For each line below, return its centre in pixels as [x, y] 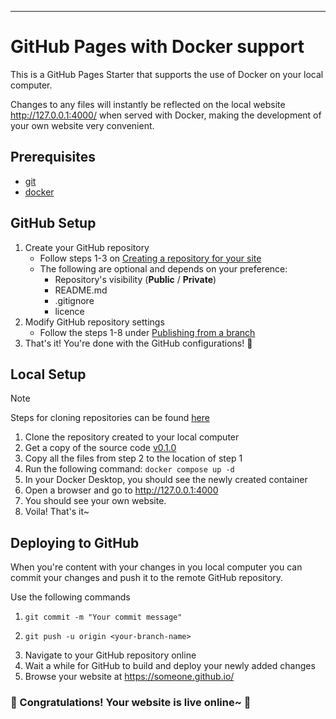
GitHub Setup [53, 223]
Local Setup [48, 374]
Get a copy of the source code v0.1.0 [100, 448]
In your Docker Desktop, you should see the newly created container [166, 480]
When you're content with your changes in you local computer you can [156, 567]
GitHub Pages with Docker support [157, 47]
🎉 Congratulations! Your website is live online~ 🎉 [131, 703]
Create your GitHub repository [87, 247]
